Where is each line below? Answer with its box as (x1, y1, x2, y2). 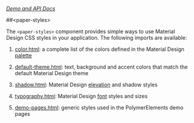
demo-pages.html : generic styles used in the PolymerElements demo (14, 104, 184, 111)
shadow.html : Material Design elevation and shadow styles (14, 81, 158, 88)
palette (14, 52, 33, 59)
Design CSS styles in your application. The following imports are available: (6, 34, 187, 41)
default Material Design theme (14, 70, 89, 76)
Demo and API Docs (6, 5, 56, 12)
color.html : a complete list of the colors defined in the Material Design (14, 46, 185, 53)
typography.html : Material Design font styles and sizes (14, 93, 148, 99)
